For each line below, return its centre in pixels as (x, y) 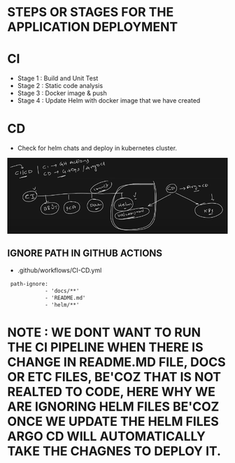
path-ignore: (29, 284)
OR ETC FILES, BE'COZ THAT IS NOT (114, 377)
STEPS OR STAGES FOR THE (91, 12)
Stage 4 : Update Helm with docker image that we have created (109, 101)
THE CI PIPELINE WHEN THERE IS (106, 347)
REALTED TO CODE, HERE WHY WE (111, 391)
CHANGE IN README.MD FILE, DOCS (116, 362)
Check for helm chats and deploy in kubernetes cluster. (97, 148)
